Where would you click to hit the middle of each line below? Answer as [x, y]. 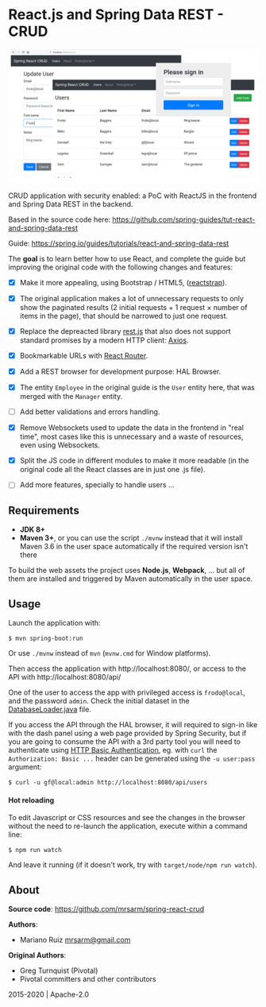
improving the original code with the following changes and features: [120, 267]
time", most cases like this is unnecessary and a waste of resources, [131, 437]
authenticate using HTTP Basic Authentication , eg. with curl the [113, 749]
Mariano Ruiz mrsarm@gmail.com [75, 939]
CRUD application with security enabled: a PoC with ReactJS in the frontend [133, 196]
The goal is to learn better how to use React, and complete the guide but [127, 258]
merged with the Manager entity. [71, 397]
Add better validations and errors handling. [90, 412]
